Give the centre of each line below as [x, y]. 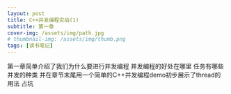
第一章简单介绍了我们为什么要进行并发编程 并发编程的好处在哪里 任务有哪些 [115, 66]
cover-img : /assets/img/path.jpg [56, 33]
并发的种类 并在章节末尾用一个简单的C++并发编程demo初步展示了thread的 [114, 75]
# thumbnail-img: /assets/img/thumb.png [67, 39]
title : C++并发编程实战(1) [43, 20]
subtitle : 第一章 [31, 26]
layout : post [26, 13]
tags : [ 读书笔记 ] [30, 46]
